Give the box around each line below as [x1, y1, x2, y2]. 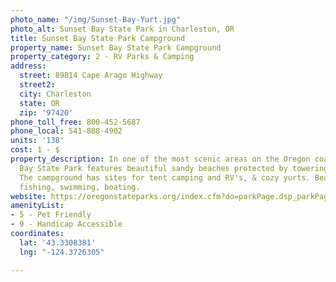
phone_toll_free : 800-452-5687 [10, 117, 141, 127]
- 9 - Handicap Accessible [10, 219, 123, 230]
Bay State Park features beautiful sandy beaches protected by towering [19, 163, 329, 173]
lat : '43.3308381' [19, 237, 97, 248]
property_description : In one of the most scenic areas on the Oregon [10, 154, 311, 164]
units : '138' [10, 136, 65, 146]
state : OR [19, 98, 60, 108]
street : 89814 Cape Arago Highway [19, 71, 163, 81]
